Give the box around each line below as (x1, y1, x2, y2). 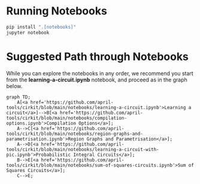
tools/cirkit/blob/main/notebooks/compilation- (6, 115, 128, 121)
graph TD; (6, 94, 31, 100)
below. (6, 82, 23, 89)
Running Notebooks (6, 4, 108, 18)
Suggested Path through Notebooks (6, 50, 189, 64)
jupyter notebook (6, 29, 50, 35)
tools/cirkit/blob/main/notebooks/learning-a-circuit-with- (6, 146, 160, 152)
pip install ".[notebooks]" (6, 24, 77, 30)
